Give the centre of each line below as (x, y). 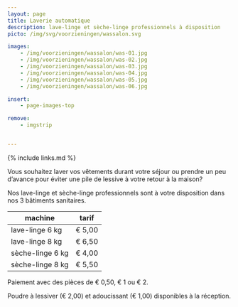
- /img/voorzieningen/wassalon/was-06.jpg (84, 86)
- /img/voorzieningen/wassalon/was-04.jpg (84, 73)
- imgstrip (36, 125)
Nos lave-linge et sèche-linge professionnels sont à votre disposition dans (116, 193)
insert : (19, 99)
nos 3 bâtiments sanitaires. (47, 200)
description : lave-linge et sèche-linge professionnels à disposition (114, 27)
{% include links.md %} (42, 158)
